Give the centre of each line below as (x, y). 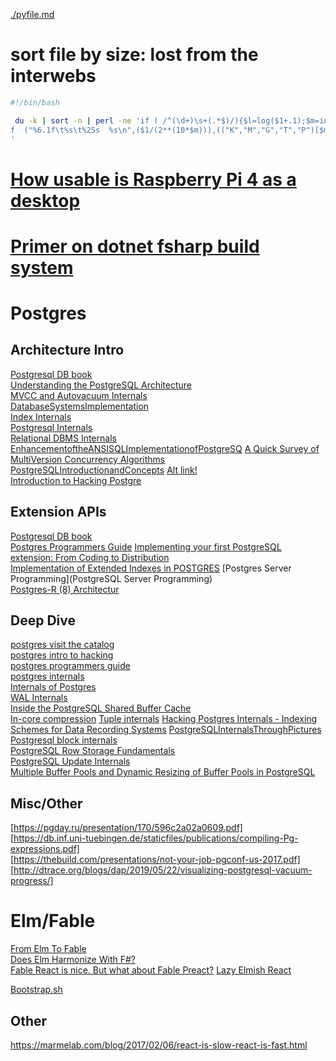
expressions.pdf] (45, 849)
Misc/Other (46, 803)
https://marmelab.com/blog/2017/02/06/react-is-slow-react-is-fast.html (159, 1045)
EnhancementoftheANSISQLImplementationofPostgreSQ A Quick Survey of (165, 448)
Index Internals (41, 416)
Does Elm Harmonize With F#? (73, 960)
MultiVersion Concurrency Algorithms (88, 459)
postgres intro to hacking (62, 655)
